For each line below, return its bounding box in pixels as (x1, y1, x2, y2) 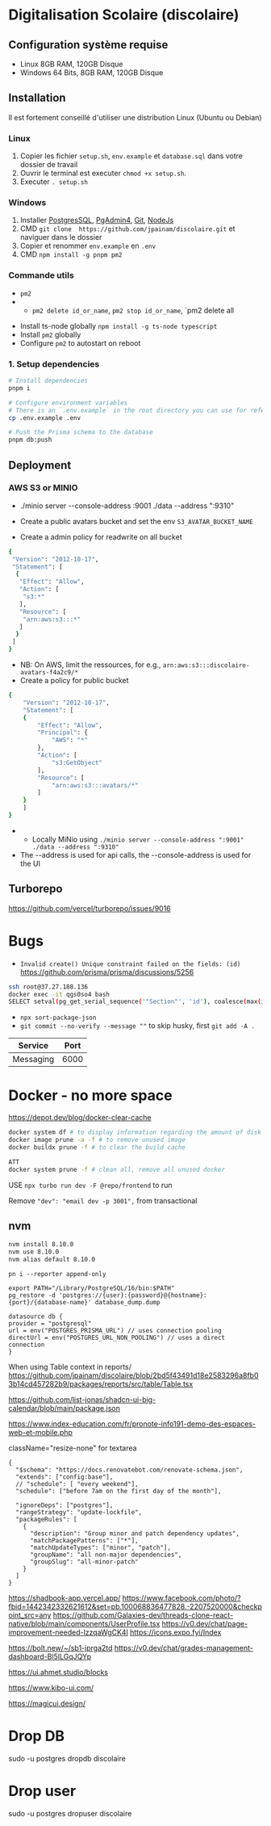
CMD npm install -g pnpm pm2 (19, 250, 123, 259)
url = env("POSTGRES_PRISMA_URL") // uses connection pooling (8, 1327, 222, 1335)
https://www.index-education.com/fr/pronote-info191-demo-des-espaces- (8, 1419, 256, 1429)
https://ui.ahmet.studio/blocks (8, 1668, 109, 1677)
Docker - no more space (8, 1086, 173, 1104)
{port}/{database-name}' (8, 1299, 92, 1307)
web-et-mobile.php (8, 1428, 73, 1438)
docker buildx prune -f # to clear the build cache (8, 1144, 186, 1152)
